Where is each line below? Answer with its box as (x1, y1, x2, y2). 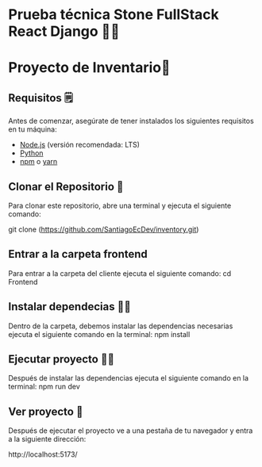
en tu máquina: (8, 124, 57, 134)
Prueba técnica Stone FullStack (8, 6, 220, 24)
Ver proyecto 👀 (8, 404, 83, 418)
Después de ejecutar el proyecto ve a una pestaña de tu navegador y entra (8, 426, 253, 435)
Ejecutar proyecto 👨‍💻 (8, 353, 115, 366)
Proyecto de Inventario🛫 (8, 59, 171, 77)
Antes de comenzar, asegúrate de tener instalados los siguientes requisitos (8, 117, 254, 126)
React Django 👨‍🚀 (8, 22, 121, 40)
